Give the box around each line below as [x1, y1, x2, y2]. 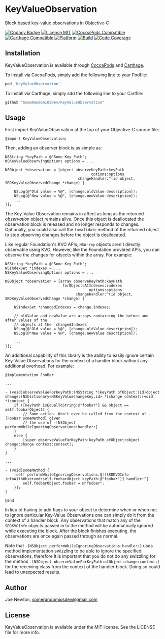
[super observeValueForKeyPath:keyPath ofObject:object [23, 438, 140, 442]
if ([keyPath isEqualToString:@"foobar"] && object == [14, 403, 129, 408]
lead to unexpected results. [5, 569, 61, 575]
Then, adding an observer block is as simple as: [5, 145, 102, 151]
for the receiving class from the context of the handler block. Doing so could [5, 564, 160, 570]
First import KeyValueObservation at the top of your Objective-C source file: [5, 127, 159, 133]
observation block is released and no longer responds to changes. [5, 221, 140, 227]
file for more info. [5, 629, 40, 635]
